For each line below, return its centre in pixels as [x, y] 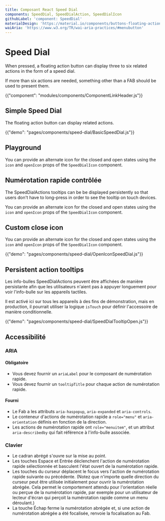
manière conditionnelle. [29, 312]
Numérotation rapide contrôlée [53, 180]
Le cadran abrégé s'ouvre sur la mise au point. [59, 456]
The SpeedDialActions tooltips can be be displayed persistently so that [77, 192]
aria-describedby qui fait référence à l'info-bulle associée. [71, 432]
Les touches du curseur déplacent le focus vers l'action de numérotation [86, 472]
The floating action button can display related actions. [60, 123]
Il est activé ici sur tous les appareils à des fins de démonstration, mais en [80, 302]
